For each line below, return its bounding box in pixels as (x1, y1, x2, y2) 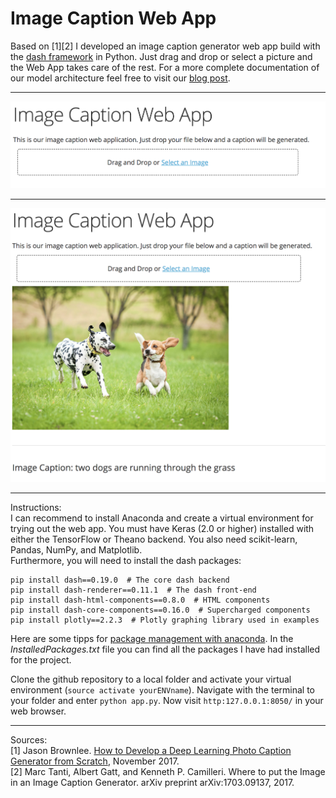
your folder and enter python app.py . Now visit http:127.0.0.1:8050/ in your (10, 694, 324, 706)
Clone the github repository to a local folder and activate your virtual (10, 673, 292, 685)
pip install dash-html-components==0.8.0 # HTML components (10, 595, 271, 605)
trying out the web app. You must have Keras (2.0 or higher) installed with (10, 522, 315, 534)
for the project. (10, 653, 72, 666)
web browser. (10, 705, 67, 717)
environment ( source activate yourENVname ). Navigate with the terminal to (10, 683, 315, 696)
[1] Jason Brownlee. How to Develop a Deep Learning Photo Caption (10, 744, 292, 756)
